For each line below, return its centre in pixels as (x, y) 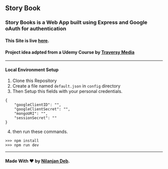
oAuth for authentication (36, 28)
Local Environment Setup (32, 69)
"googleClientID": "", (38, 105)
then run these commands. (40, 131)
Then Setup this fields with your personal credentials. (67, 91)
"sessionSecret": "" (35, 118)
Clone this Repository (34, 81)
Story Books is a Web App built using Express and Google (76, 22)
